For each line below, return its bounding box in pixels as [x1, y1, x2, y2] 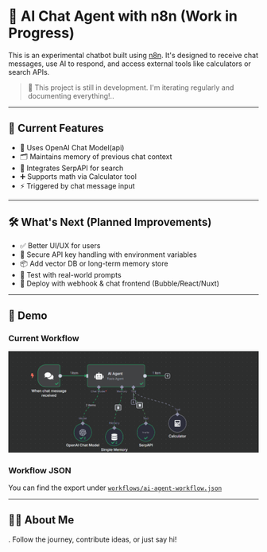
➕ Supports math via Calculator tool [19, 171, 137, 181]
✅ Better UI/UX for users [19, 240, 101, 250]
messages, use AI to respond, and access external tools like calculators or [8, 59, 252, 68]
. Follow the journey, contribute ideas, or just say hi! [8, 535, 177, 544]
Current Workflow [8, 332, 79, 344]
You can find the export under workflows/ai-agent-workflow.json [8, 483, 222, 492]
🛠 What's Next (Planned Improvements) [8, 216, 212, 229]
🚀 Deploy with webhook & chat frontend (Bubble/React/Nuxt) [19, 278, 220, 288]
